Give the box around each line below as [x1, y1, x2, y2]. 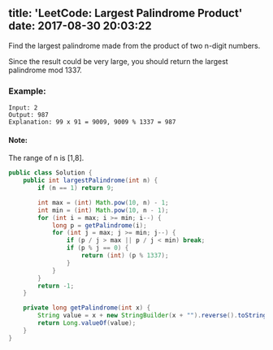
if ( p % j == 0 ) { [66, 244, 129, 253]
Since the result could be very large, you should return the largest [8, 56, 229, 66]
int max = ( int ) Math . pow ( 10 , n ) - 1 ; [37, 198, 169, 206]
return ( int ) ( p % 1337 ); [80, 252, 169, 260]
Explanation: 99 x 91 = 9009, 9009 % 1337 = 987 [8, 118, 176, 127]
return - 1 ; [37, 282, 75, 290]
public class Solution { [8, 169, 93, 177]
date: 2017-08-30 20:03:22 [8, 19, 152, 33]
